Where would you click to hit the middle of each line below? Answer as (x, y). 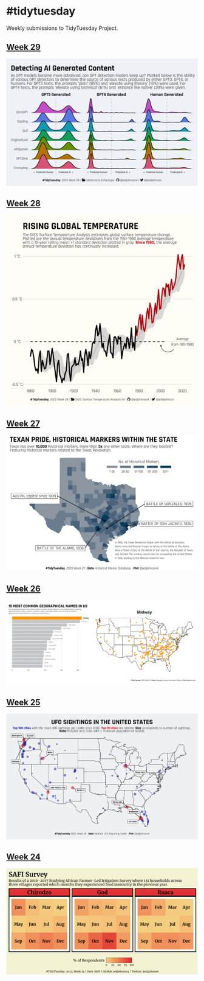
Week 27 (23, 423)
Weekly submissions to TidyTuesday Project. (62, 28)
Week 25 (23, 702)
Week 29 (23, 47)
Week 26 (23, 589)
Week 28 (23, 203)
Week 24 (24, 857)
